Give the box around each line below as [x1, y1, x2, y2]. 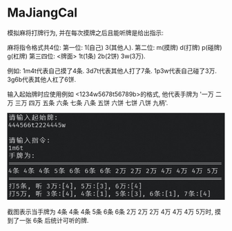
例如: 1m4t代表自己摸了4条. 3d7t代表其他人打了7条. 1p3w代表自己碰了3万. [7, 66, 217, 75]
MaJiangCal [7, 5, 78, 21]
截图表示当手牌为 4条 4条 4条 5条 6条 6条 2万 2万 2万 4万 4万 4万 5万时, [7, 207, 214, 216]
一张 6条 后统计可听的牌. [19, 216, 89, 225]
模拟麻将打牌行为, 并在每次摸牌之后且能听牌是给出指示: [7, 28, 164, 37]
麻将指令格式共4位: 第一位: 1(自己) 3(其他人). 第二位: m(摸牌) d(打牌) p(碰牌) [7, 43, 222, 51]
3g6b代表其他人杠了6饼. [7, 75, 77, 84]
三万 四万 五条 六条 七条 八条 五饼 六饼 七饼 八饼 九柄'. [14, 98, 168, 107]
